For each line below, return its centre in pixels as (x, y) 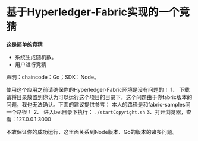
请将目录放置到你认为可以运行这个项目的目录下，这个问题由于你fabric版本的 (99, 97)
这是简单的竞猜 (24, 44)
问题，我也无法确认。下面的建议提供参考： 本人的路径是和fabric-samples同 (98, 104)
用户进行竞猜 (30, 64)
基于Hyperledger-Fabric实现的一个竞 (98, 12)
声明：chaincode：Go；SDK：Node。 (53, 77)
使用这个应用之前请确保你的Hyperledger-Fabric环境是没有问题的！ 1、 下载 (98, 89)
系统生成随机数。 (36, 57)
